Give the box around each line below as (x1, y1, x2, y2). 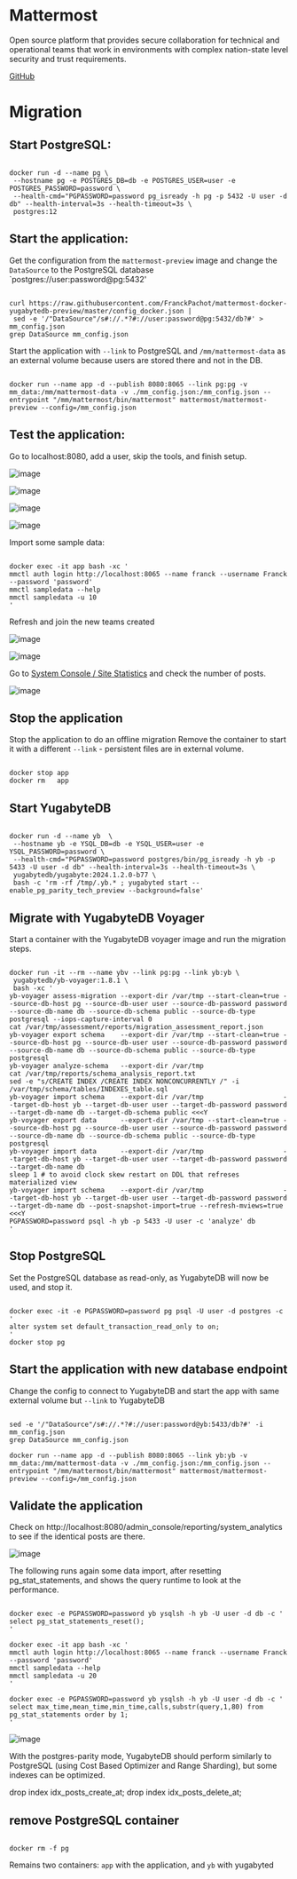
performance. (9, 1584, 59, 1595)
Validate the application (9, 1498, 144, 1514)
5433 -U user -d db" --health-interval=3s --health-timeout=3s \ (9, 863, 255, 872)
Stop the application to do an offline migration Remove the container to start (9, 734, 286, 745)
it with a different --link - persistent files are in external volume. (9, 743, 245, 755)
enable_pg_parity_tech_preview (9, 886, 125, 895)
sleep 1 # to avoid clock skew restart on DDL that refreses (9, 1170, 240, 1179)
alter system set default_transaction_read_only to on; (9, 1322, 220, 1331)
